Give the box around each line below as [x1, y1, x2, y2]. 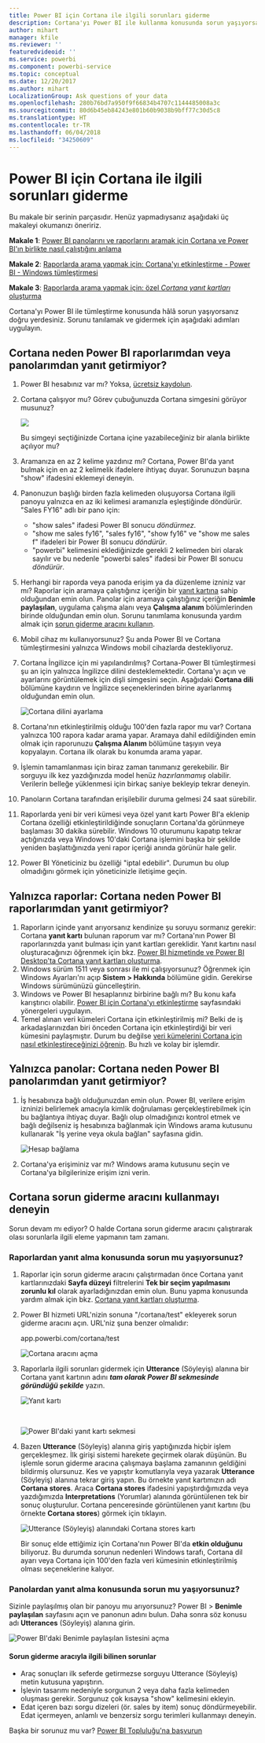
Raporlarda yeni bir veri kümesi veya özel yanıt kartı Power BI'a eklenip [20, 809, 250, 819]
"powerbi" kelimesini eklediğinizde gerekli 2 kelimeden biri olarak [31, 546, 244, 555]
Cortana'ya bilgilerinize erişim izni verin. [20, 1167, 150, 1177]
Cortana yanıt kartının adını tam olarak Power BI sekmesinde [20, 1372, 219, 1381]
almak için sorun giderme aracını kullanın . [20, 619, 156, 629]
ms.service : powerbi [9, 56, 77, 64]
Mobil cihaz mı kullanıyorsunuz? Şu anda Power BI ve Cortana [20, 635, 221, 644]
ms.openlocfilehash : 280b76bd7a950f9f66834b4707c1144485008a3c [9, 99, 221, 107]
